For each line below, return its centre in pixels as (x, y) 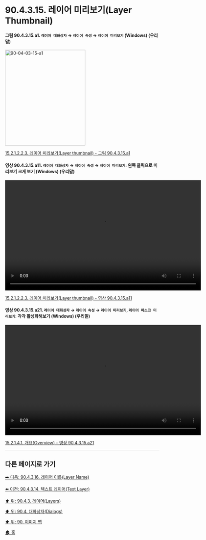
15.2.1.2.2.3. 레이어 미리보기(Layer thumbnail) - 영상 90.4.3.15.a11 (69, 298)
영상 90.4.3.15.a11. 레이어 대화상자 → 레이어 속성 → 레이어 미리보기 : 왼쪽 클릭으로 (79, 165)
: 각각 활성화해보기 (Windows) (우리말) (53, 316)
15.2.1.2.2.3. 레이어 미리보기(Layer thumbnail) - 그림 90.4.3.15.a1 (68, 153)
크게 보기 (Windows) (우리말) (46, 171)
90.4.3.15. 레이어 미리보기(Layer (69, 10)
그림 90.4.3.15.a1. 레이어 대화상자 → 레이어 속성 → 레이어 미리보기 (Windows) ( (78, 35)
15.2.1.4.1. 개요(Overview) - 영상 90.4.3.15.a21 (50, 442)
